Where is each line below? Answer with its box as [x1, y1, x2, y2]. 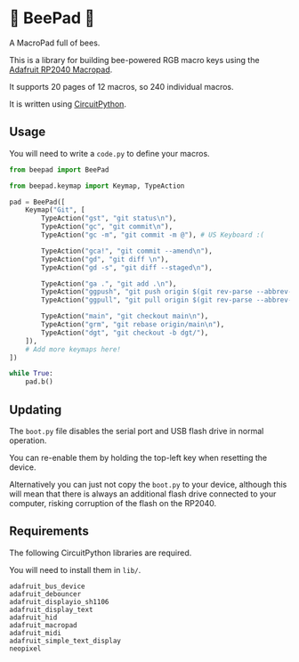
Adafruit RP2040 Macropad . [9, 64, 113, 75]
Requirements [9, 524, 89, 539]
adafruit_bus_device [9, 582, 86, 591]
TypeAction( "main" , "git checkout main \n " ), [41, 311, 209, 321]
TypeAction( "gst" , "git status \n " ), [41, 214, 177, 223]
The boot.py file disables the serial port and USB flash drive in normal [9, 425, 264, 436]
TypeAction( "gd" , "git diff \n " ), [41, 254, 169, 263]
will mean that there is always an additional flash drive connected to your [9, 488, 277, 499]
